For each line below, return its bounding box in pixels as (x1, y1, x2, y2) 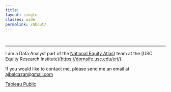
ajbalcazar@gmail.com (5, 71, 53, 77)
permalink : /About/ (5, 21, 47, 27)
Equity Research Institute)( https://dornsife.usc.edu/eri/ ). (5, 56, 123, 62)
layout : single (5, 12, 38, 17)
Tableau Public (5, 81, 37, 87)
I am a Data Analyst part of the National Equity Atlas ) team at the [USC (5, 51, 153, 57)
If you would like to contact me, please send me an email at (5, 66, 130, 72)
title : (5, 7, 19, 13)
